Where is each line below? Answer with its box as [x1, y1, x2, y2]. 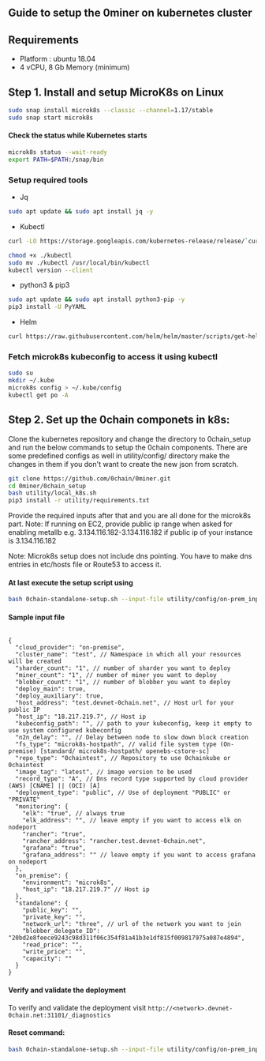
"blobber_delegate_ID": [22, 927, 101, 935]
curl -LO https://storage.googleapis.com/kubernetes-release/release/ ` [8, 237, 248, 245]
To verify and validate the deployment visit [8, 1003, 147, 1012]
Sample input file [8, 612, 65, 622]
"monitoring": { [15, 803, 69, 811]
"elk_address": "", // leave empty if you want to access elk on [22, 817, 242, 825]
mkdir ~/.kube [8, 377, 55, 385]
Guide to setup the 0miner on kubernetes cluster [8, 6, 252, 20]
